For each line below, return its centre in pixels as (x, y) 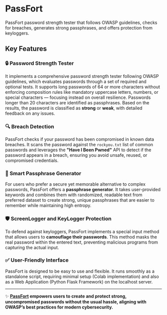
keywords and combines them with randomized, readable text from (74, 195)
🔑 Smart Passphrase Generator (43, 173)
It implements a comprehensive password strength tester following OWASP (82, 76)
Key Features (26, 49)
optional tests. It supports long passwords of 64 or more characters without (83, 87)
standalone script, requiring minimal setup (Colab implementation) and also (82, 276)
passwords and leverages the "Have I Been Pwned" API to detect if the (78, 150)
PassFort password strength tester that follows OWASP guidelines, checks (81, 22)
